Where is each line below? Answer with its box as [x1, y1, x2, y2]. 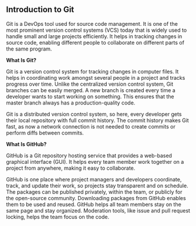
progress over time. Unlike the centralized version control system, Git [6, 80, 174, 87]
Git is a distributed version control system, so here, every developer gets [6, 110, 182, 117]
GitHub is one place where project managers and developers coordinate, [6, 176, 182, 183]
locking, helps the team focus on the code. [6, 213, 110, 220]
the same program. [6, 45, 52, 52]
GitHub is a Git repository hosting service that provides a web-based [6, 152, 172, 159]
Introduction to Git [6, 5, 75, 15]
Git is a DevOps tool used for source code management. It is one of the [6, 20, 178, 27]
